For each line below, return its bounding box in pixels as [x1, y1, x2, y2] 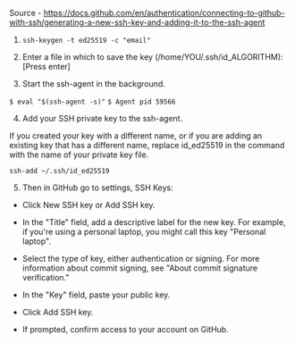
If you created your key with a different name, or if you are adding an [9, 130, 263, 141]
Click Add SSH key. [21, 307, 94, 317]
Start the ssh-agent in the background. [21, 79, 165, 88]
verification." [21, 272, 70, 282]
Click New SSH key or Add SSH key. [21, 200, 156, 210]
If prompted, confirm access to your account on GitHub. [21, 324, 230, 334]
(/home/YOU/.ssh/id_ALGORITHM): [155, 52, 283, 62]
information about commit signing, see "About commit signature [21, 263, 257, 273]
